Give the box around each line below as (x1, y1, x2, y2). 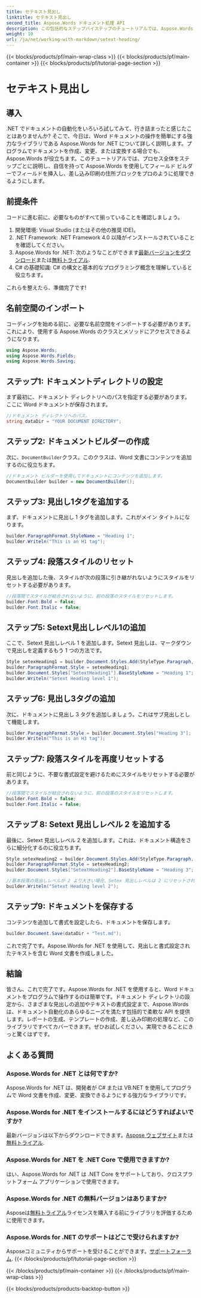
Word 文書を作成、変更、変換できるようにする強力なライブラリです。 (17, 1091, 190, 1099)
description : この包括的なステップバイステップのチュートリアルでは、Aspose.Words (6, 25, 193, 32)
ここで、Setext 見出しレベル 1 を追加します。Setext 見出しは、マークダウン (6, 639, 191, 647)
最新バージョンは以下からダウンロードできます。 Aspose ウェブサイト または (6, 1131, 193, 1139)
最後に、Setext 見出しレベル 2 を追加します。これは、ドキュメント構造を (6, 836, 187, 843)
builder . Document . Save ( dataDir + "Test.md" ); (6, 930, 121, 936)
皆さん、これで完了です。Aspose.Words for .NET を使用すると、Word (6, 986, 178, 993)
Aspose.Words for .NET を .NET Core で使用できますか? (6, 1155, 170, 1164)
